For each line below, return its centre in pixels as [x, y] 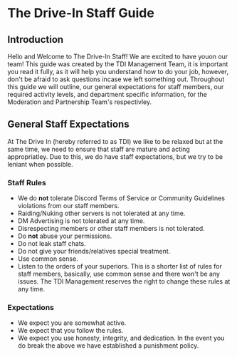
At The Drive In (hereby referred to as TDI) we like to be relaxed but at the [115, 141]
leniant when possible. [40, 164]
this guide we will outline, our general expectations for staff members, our [116, 87]
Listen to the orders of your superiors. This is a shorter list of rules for [120, 267]
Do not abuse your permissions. [65, 236]
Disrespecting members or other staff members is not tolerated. [111, 229]
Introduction [36, 40]
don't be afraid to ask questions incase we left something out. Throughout [116, 79]
